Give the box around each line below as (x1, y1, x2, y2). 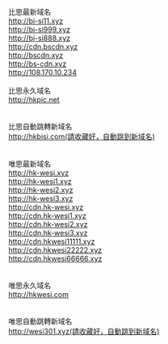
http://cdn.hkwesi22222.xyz (8, 245, 103, 254)
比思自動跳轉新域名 (8, 122, 73, 131)
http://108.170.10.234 (8, 68, 77, 77)
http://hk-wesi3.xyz (8, 194, 73, 203)
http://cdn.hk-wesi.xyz (8, 203, 84, 212)
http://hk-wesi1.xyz (8, 177, 73, 186)
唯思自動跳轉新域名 (8, 317, 73, 325)
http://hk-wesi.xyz (8, 168, 69, 178)
